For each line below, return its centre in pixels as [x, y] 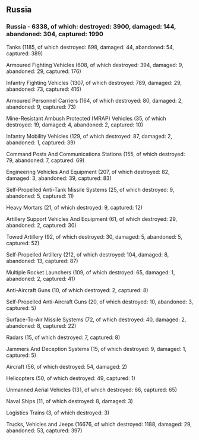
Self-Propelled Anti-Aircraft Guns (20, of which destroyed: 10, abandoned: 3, [100, 302]
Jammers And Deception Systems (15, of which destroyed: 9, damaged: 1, [97, 349]
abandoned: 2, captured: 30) [41, 225]
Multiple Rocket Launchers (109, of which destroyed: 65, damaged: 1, [91, 272]
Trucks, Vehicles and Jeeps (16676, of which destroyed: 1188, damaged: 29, [99, 424]
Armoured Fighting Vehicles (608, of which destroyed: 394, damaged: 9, [95, 65]
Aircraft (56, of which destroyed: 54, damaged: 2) [67, 366]
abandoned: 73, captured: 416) [44, 89]
